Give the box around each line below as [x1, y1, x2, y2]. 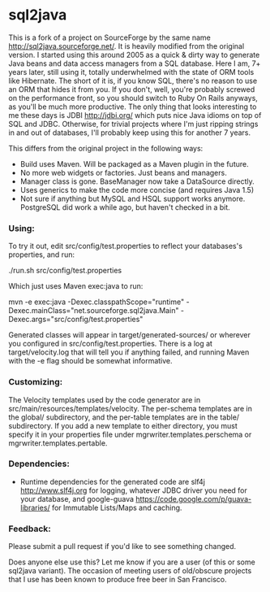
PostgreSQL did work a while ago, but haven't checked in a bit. [19, 202, 231, 212]
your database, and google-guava [19, 494, 135, 503]
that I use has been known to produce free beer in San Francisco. [8, 575, 227, 585]
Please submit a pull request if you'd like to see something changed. [8, 542, 237, 551]
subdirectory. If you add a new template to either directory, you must [8, 420, 238, 430]
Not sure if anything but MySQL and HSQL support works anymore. [19, 194, 246, 203]
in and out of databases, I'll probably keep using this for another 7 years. [8, 128, 251, 137]
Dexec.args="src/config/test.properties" [8, 315, 144, 324]
